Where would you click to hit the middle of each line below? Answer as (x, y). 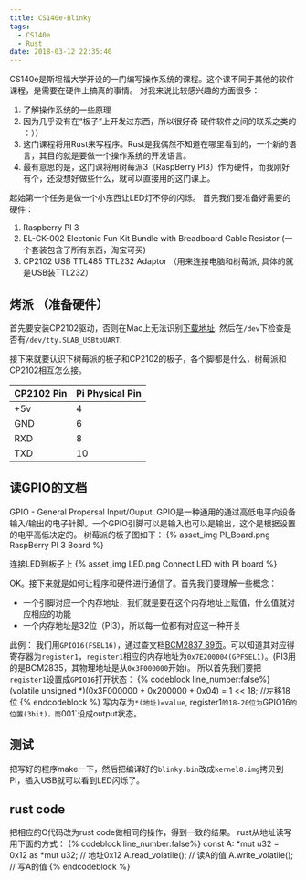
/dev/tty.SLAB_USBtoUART (73, 340)
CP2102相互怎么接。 (48, 370)
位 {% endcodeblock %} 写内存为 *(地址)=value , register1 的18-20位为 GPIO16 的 (153, 702)
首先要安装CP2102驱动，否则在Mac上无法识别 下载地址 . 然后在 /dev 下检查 (147, 328)
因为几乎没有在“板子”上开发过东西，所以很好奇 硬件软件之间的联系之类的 (159, 122)
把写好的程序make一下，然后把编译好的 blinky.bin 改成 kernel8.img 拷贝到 (147, 769)
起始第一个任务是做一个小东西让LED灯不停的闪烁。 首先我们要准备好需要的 (150, 198)
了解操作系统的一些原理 (67, 110)
